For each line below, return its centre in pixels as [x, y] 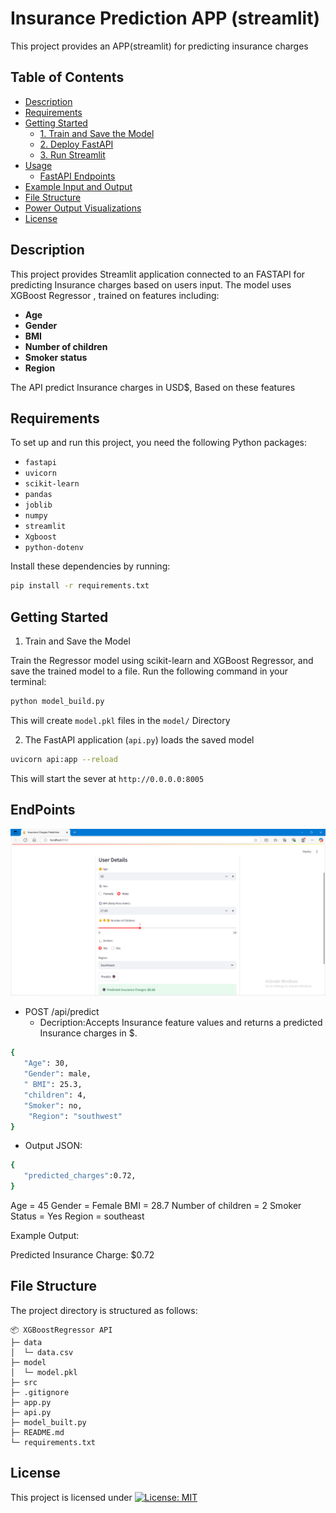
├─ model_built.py [48, 1422]
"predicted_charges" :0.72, [80, 1176]
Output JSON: [53, 1146]
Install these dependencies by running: [90, 566]
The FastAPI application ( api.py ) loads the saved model [139, 739]
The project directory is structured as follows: [104, 1310]
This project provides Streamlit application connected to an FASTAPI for [158, 274]
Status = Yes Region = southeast [77, 1216]
